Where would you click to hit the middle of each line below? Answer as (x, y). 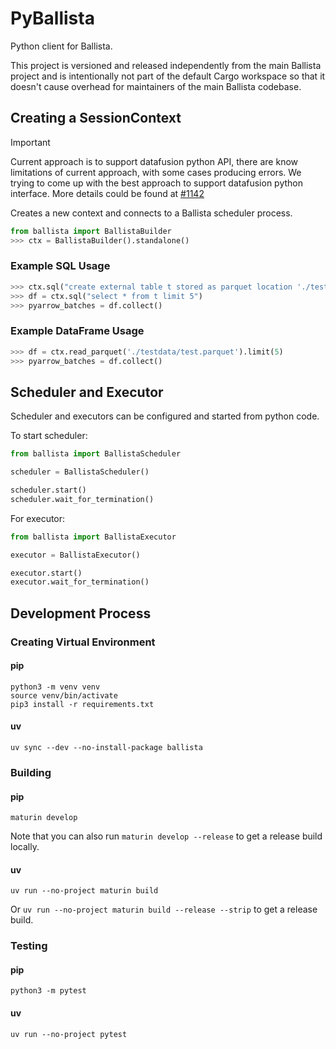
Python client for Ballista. (61, 46)
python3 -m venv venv (55, 687)
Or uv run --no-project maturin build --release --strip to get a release (164, 909)
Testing (29, 946)
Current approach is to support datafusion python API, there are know (154, 161)
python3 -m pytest (48, 991)
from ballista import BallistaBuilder (91, 231)
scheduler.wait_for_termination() (82, 499)
